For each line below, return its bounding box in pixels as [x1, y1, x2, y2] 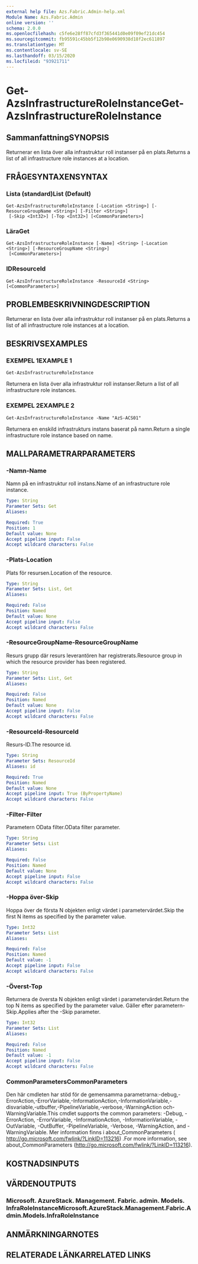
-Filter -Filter [6, 810, 43, 819]
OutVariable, [6, 1122, 37, 1130]
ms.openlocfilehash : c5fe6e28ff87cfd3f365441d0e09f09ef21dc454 [6, 31, 165, 37]
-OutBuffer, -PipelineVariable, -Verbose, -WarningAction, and [37, 1122, 186, 1130]
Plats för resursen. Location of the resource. [6, 569, 112, 576]
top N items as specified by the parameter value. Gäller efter [6, 1002, 154, 1009]
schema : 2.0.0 [6, 25, 41, 31]
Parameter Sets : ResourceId [6, 758, 76, 764]
